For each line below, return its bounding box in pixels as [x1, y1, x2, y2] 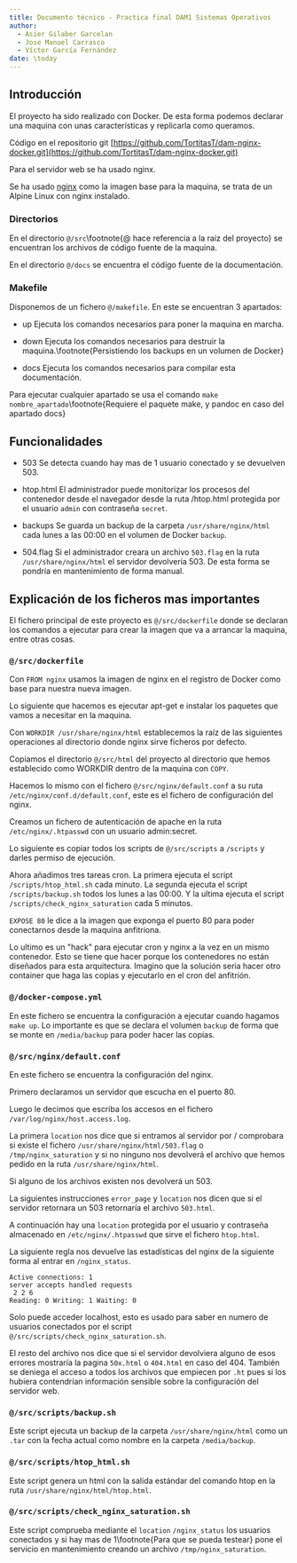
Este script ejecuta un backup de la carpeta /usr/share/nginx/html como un [9, 1425, 288, 1436]
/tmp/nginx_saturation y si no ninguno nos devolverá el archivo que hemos [9, 1149, 285, 1159]
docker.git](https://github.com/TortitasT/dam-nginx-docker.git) [9, 146, 238, 157]
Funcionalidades [9, 434, 104, 449]
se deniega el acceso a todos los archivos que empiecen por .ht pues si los [9, 1366, 286, 1377]
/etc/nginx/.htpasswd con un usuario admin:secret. [9, 826, 198, 837]
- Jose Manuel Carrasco [17, 37, 105, 47]
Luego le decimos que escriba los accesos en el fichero [9, 1103, 214, 1114]
